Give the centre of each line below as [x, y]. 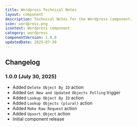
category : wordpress [27, 33]
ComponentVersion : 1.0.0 [31, 38]
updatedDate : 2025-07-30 [31, 42]
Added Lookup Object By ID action [48, 98]
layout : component [24, 14]
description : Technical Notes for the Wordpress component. [69, 19]
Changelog [23, 63]
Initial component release [38, 119]
